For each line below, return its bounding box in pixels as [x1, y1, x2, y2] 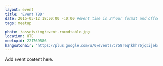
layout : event [5, 7, 34, 12]
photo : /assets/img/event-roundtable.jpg [5, 30, 90, 34]
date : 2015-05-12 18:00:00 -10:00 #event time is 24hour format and [5, 16, 147, 21]
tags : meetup [5, 20, 32, 26]
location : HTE [5, 34, 34, 39]
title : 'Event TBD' [5, 12, 45, 16]
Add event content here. [5, 56, 53, 62]
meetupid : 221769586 [5, 38, 47, 44]
